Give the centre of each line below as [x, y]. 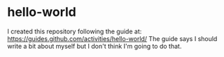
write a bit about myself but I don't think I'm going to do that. [94, 46]
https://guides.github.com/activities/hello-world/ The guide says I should [112, 38]
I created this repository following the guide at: [75, 31]
